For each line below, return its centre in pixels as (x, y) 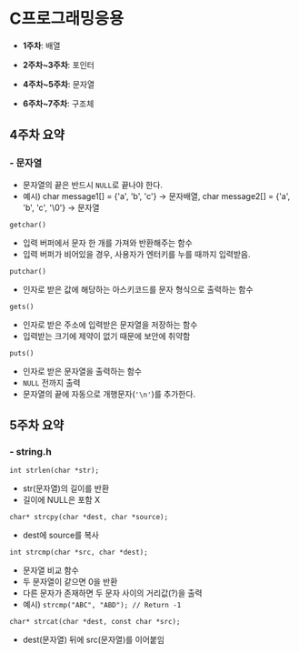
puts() (22, 353)
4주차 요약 (37, 135)
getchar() (28, 225)
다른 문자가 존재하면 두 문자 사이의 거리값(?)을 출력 (112, 593)
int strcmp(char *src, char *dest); (79, 553)
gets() (22, 306)
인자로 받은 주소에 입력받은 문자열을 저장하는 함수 (110, 325)
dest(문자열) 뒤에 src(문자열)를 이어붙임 (94, 640)
